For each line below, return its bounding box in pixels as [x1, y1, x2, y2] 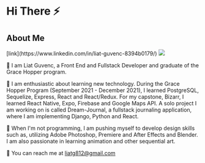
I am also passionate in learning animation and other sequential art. [6, 138, 176, 145]
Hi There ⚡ [6, 4, 61, 18]
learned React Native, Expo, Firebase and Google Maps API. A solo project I [6, 100, 197, 107]
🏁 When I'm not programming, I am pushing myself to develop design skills [6, 124, 195, 132]
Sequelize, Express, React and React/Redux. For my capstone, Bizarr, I [6, 93, 184, 100]
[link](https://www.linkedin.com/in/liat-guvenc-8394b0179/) [6, 50, 157, 57]
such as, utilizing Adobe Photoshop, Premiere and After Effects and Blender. [6, 131, 198, 138]
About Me [6, 32, 45, 43]
